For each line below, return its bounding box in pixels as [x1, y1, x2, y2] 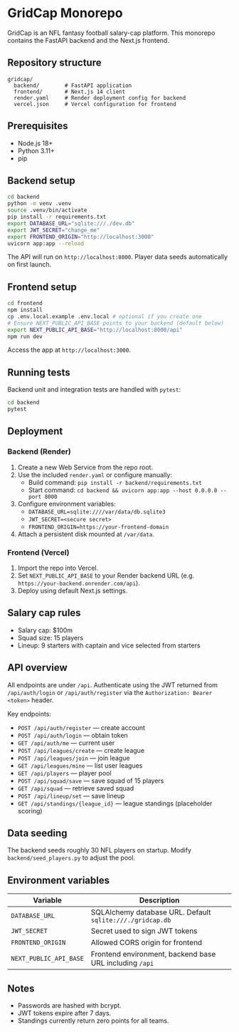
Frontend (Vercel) [7, 547, 70, 557]
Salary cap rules [7, 607, 81, 619]
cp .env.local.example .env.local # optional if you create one [7, 313, 202, 320]
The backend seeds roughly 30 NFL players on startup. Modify [7, 846, 192, 855]
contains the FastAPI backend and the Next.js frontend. [7, 36, 169, 44]
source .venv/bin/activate [7, 207, 87, 214]
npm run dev [7, 333, 43, 340]
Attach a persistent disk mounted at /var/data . [17, 529, 155, 538]
